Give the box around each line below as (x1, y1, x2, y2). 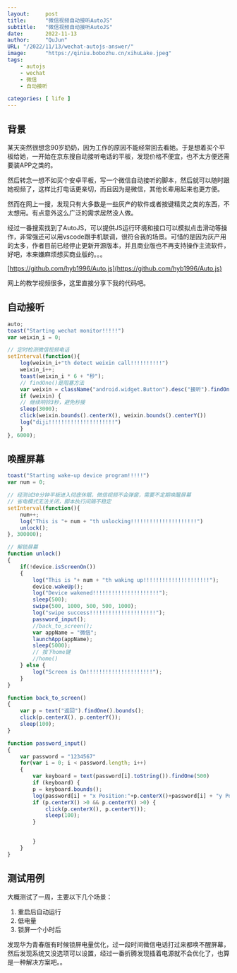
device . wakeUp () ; (32, 583, 83, 590)
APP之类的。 (19, 160, 57, 169)
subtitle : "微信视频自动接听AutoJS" (7, 23, 113, 30)
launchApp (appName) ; (32, 635, 93, 643)
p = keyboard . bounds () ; (32, 785, 102, 793)
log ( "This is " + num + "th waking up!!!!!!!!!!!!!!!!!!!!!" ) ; (32, 576, 219, 583)
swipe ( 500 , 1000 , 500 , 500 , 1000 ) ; (32, 603, 138, 610)
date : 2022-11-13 (7, 30, 78, 37)
